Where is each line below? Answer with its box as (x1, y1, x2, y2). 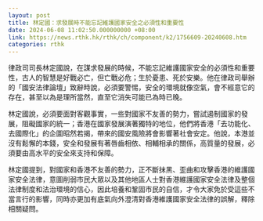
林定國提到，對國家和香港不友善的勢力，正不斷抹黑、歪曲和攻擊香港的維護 (8, 165, 248, 175)
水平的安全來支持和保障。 (34, 148, 118, 158)
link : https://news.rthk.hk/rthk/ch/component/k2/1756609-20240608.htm (8, 33, 247, 42)
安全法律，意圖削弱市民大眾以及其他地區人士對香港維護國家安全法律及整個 (14, 175, 255, 184)
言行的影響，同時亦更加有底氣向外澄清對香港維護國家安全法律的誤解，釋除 (14, 194, 255, 204)
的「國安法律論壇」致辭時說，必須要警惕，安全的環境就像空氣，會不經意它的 (8, 83, 255, 92)
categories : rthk (8, 41, 65, 49)
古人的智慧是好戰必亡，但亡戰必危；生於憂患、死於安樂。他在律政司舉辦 (21, 73, 255, 82)
